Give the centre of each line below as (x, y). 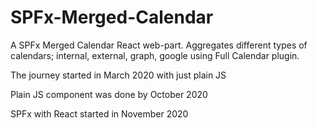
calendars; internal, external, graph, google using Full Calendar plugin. (155, 55)
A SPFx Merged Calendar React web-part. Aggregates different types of (159, 45)
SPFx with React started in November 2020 (99, 113)
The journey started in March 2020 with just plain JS (118, 75)
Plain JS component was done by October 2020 (109, 94)
